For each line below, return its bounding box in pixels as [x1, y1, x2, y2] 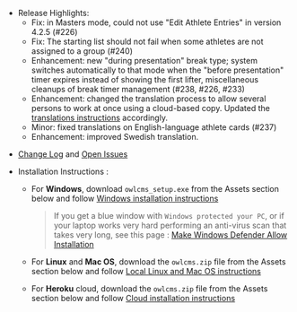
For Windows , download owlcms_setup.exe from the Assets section [31, 184, 280, 194]
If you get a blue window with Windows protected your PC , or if [53, 211, 284, 221]
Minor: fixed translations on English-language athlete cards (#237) [31, 122, 277, 133]
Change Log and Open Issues [17, 149, 128, 160]
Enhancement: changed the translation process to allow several [31, 93, 266, 104]
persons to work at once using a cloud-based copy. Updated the [31, 103, 271, 113]
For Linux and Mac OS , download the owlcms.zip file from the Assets [31, 256, 286, 267]
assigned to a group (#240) [31, 46, 133, 56]
